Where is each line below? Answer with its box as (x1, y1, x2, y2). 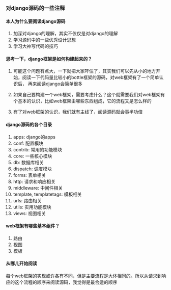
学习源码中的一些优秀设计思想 (13, 37, 76, 43)
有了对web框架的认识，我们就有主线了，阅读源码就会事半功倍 (13, 109, 143, 115)
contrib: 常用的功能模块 (13, 146, 63, 152)
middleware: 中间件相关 (13, 184, 63, 191)
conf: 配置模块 (13, 140, 44, 146)
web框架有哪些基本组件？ (6, 223, 60, 229)
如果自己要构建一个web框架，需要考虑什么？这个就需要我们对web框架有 (13, 92, 165, 98)
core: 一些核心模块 (13, 153, 52, 159)
